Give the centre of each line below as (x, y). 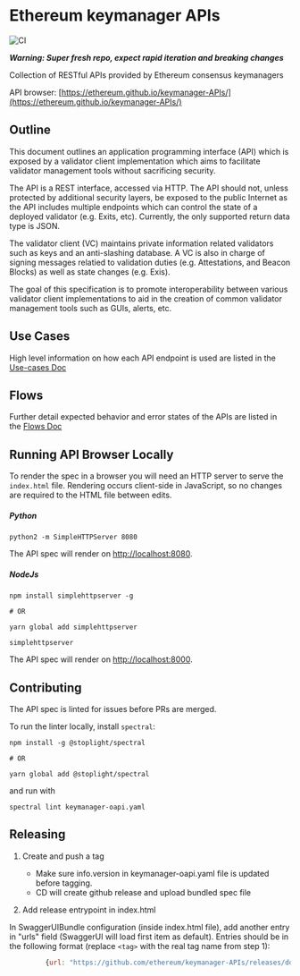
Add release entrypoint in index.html (89, 910)
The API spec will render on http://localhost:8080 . (101, 554)
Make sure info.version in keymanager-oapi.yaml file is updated (152, 873)
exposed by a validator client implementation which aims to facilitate (135, 161)
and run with (33, 790)
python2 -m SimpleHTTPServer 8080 (74, 538)
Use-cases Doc (38, 367)
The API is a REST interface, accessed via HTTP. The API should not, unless (149, 188)
